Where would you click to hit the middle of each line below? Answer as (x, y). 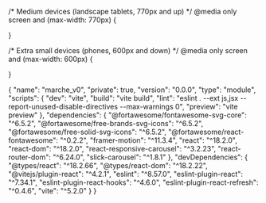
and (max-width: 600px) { (51, 59)
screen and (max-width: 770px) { (63, 20)
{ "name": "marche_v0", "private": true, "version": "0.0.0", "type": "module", (132, 90)
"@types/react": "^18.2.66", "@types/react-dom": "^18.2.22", (108, 165)
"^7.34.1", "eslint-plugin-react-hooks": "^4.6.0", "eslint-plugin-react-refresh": (133, 182)
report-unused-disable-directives (63, 107)
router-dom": (30, 157)
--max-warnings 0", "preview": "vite (178, 107)
